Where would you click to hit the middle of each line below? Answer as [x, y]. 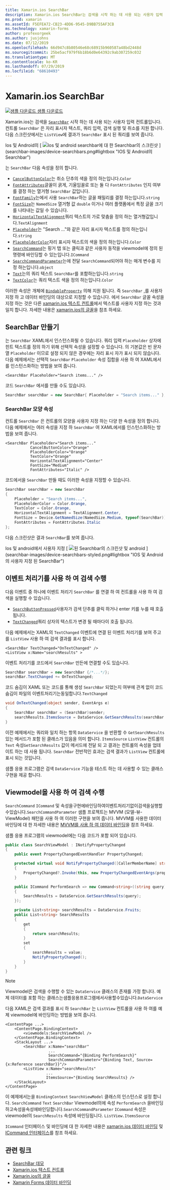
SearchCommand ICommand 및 [32, 805]
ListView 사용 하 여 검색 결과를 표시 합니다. [53, 638]
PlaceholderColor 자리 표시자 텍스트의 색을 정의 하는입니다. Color [77, 242]
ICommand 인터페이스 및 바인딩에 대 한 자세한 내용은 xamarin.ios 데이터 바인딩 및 [84, 1127]
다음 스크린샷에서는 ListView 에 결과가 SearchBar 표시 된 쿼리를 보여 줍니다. [80, 134]
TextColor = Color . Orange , [43, 508]
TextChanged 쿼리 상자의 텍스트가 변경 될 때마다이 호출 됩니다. [73, 621]
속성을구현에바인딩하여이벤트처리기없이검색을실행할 [112, 805]
